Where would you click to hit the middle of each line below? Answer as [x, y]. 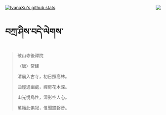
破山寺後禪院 [30, 55]
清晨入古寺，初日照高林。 [43, 76]
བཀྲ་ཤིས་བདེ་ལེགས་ [34, 32]
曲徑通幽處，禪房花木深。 [43, 86]
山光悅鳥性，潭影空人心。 [43, 97]
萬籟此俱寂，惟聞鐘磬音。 [43, 108]
